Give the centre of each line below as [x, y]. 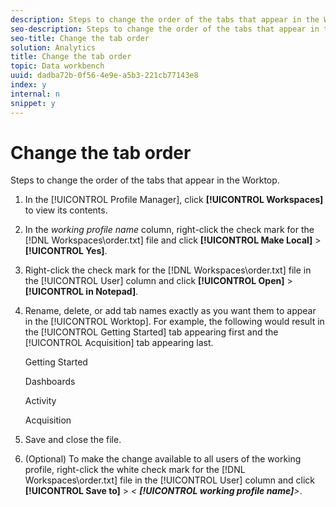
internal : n [35, 94]
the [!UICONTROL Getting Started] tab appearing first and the [151, 332]
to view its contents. [66, 210]
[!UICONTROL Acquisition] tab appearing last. [119, 343]
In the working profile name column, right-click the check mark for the [169, 230]
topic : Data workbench [57, 66]
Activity [40, 401]
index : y [28, 85]
